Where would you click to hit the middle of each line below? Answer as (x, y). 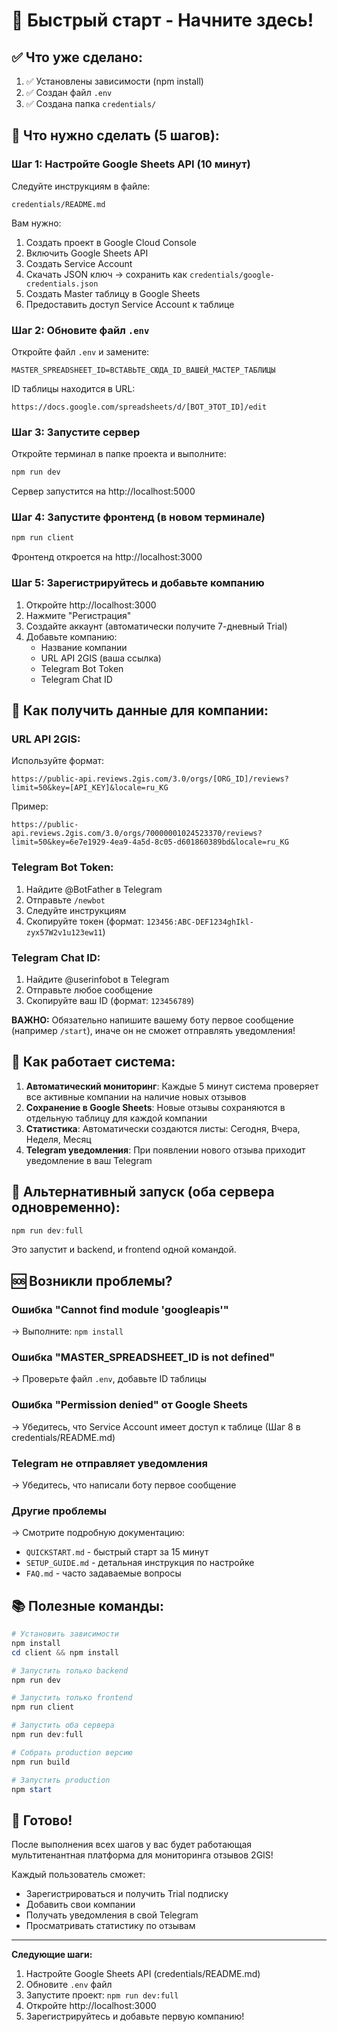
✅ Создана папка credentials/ (91, 103)
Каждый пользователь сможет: (78, 1875)
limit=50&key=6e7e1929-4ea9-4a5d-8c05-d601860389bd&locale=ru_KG (150, 842)
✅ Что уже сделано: (77, 57)
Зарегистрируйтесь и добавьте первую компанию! (135, 2016)
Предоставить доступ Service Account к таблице (130, 304)
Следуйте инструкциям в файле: (81, 186)
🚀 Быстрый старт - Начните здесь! (162, 20)
